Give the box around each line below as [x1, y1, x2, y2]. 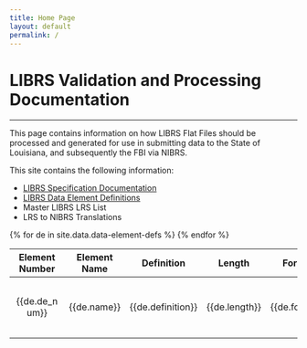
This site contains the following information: [9, 165, 175, 176]
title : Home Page [9, 13, 76, 23]
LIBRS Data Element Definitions [22, 193, 141, 204]
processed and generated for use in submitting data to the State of [9, 138, 260, 149]
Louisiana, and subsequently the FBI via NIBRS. [9, 147, 187, 158]
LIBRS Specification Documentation [22, 183, 157, 194]
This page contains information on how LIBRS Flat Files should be [9, 128, 257, 139]
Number [18, 262, 56, 275]
